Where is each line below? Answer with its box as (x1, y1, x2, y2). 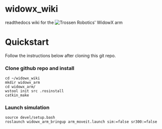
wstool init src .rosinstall (5, 89, 64, 93)
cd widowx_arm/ (5, 84, 36, 90)
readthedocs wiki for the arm (5, 19, 123, 25)
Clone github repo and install (5, 65, 75, 72)
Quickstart (5, 37, 49, 48)
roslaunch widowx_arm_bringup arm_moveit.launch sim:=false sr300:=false (5, 119, 158, 125)
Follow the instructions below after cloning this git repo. (5, 53, 116, 58)
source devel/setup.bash (5, 115, 55, 120)
